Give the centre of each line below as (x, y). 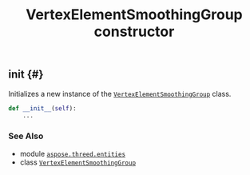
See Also (26, 136)
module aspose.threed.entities (73, 153)
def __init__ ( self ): (43, 108)
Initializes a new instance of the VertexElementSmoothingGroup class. (120, 93)
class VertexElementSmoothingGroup (78, 162)
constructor (134, 32)
